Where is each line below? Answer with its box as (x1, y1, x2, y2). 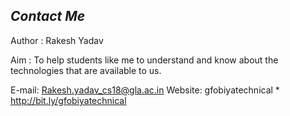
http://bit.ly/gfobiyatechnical (10, 94, 127, 106)
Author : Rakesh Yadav (10, 34, 104, 46)
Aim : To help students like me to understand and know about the (10, 54, 279, 66)
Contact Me (10, 8, 86, 25)
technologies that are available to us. (10, 64, 162, 76)
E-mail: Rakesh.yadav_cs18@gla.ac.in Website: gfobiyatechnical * (10, 84, 280, 96)
